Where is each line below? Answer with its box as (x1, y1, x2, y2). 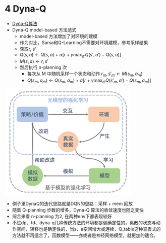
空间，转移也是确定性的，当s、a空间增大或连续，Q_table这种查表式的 (16, 226, 161, 232)
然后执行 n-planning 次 (19, 64, 67, 70)
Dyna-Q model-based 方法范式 (12, 26, 77, 33)
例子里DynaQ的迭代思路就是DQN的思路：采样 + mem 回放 (12, 201, 133, 207)
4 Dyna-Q (5, 3, 46, 15)
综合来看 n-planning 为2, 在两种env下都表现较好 (12, 214, 112, 220)
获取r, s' (19, 46, 36, 52)
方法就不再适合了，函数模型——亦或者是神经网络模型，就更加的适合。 (12, 232, 158, 238)
